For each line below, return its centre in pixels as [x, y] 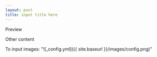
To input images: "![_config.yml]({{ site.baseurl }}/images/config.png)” [79, 49]
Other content [20, 39]
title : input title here [31, 15]
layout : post [19, 10]
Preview [14, 29]
